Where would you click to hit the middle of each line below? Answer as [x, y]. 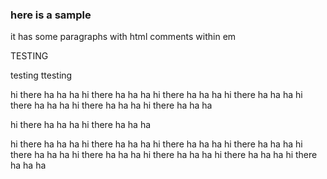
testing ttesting [41, 75]
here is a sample [51, 15]
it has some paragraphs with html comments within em [123, 37]
